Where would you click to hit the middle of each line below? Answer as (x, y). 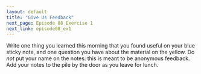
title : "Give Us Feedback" (40, 17)
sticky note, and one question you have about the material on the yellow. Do (101, 52)
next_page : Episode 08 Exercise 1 (50, 23)
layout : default (27, 12)
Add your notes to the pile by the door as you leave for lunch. (82, 65)
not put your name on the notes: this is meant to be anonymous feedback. (98, 58)
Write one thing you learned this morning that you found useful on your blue (101, 46)
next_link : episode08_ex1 (39, 29)
